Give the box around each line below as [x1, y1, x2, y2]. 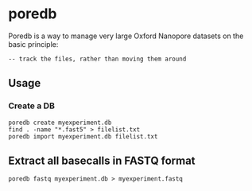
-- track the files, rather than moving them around [8, 55, 187, 63]
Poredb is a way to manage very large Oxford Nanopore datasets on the [8, 31, 244, 41]
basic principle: [8, 39, 59, 49]
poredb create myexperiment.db [8, 119, 112, 127]
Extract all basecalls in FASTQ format [8, 154, 196, 168]
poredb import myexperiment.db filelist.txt [8, 132, 158, 140]
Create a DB [8, 100, 56, 111]
